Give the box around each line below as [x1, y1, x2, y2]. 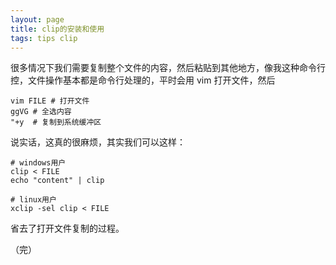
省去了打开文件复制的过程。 [10, 222, 125, 235]
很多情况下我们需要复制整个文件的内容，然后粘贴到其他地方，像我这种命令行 [10, 62, 326, 74]
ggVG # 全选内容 [10, 107, 72, 117]
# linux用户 [10, 195, 57, 205]
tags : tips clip [10, 33, 78, 43]
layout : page [10, 14, 65, 25]
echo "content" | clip [10, 176, 105, 186]
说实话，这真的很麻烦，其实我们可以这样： [10, 136, 186, 148]
